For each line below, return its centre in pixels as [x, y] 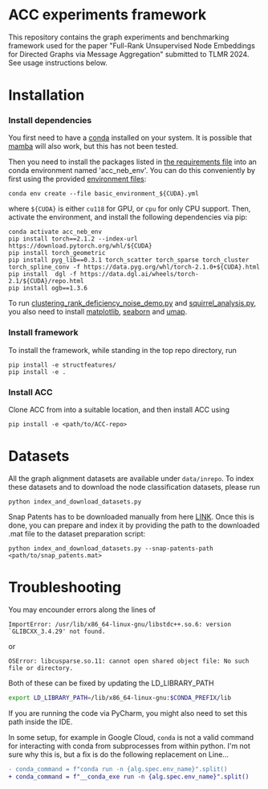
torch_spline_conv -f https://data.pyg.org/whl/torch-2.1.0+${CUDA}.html [134, 267]
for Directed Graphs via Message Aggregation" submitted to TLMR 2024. [129, 54]
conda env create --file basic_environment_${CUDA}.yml [104, 194]
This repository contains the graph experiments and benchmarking [119, 37]
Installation [47, 95]
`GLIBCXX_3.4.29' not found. [57, 631]
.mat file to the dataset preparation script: [77, 533]
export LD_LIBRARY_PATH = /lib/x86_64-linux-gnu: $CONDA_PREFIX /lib [120, 697]
